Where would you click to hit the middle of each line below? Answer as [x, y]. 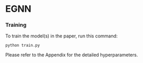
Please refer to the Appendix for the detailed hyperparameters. [72, 55]
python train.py [23, 46]
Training [16, 25]
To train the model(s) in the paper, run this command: [62, 36]
